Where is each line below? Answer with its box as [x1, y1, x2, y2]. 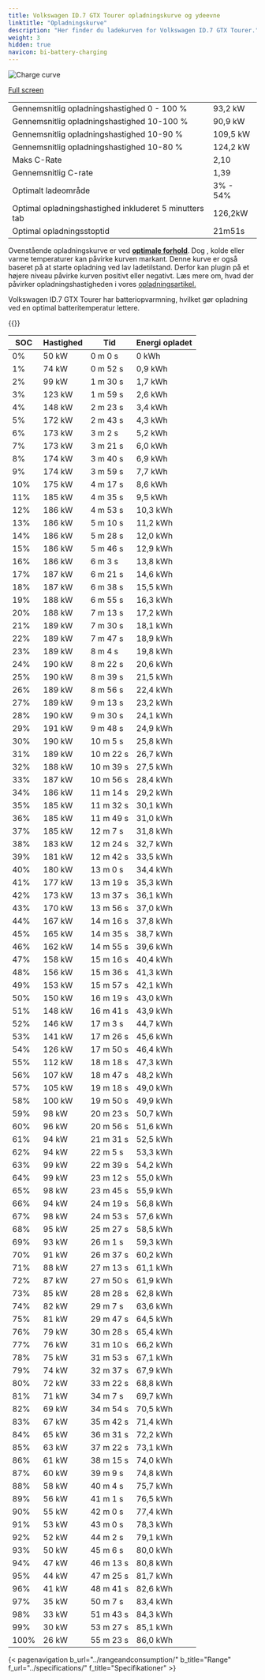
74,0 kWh [136, 1455, 174, 1466]
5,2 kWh [136, 428, 168, 439]
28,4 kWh [136, 774, 174, 785]
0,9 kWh [136, 363, 168, 374]
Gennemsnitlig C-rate [12, 168, 93, 178]
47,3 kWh [136, 1057, 174, 1068]
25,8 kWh [136, 736, 174, 747]
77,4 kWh [136, 1506, 174, 1517]
